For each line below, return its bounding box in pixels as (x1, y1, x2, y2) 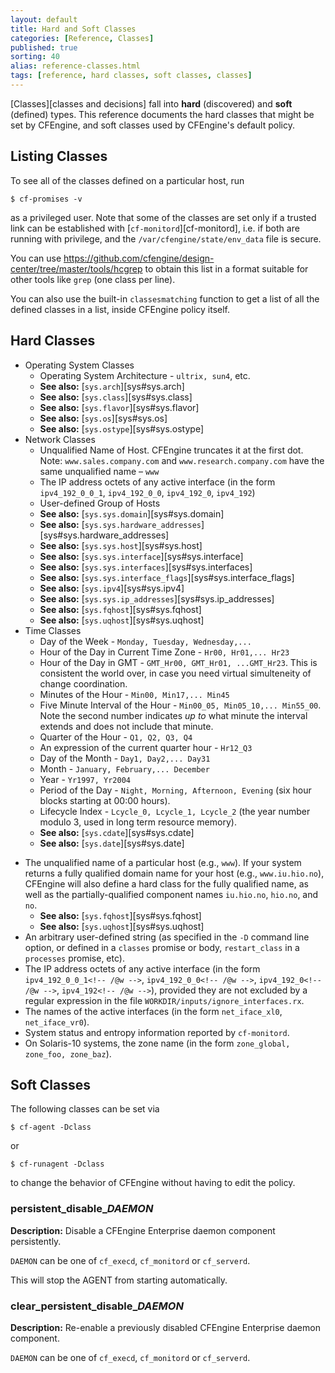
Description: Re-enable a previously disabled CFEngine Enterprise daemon (10, 1321, 321, 1333)
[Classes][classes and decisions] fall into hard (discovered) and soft (10, 97, 293, 110)
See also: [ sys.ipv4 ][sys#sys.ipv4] (39, 582, 185, 594)
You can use (10, 252, 62, 264)
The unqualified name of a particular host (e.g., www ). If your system (24, 856, 302, 868)
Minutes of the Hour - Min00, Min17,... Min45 (39, 688, 230, 700)
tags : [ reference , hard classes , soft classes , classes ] (10, 71, 253, 81)
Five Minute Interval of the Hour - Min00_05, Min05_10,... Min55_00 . (39, 699, 322, 711)
